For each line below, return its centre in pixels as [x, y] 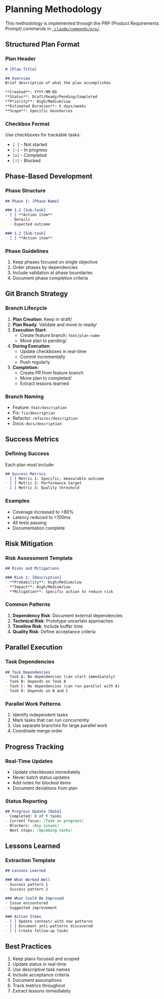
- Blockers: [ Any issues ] [32, 825]
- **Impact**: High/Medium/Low [38, 587]
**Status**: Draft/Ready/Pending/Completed [51, 97]
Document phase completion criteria [50, 278]
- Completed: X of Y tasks [33, 816]
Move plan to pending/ [43, 341]
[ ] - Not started [30, 144]
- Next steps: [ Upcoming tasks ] [39, 830]
